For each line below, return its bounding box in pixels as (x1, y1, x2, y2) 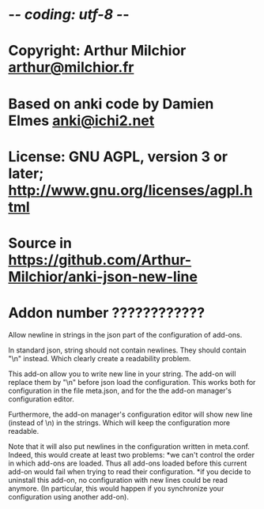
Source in (8, 234, 73, 252)
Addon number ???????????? (8, 304, 206, 322)
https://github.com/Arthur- (8, 251, 192, 269)
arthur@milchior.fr (8, 58, 134, 77)
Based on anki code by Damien (8, 95, 214, 112)
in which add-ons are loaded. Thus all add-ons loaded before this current (8, 458, 247, 468)
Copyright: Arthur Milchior (8, 42, 187, 60)
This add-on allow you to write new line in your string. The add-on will (8, 369, 236, 379)
